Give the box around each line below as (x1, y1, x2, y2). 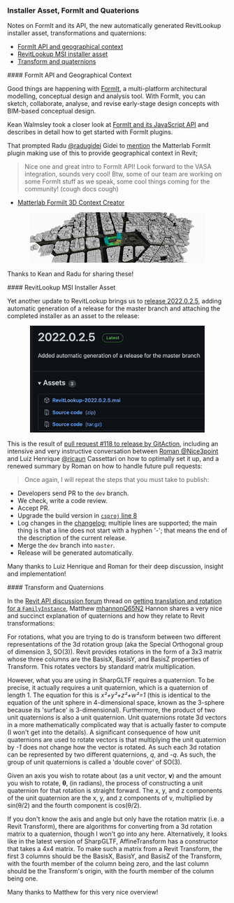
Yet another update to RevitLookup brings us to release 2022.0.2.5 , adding (7, 297, 222, 305)
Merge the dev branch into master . (17, 542, 115, 550)
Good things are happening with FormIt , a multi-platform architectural (7, 85, 207, 93)
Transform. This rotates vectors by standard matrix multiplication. (7, 663, 196, 671)
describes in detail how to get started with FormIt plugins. (7, 128, 173, 137)
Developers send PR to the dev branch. (17, 489, 129, 497)
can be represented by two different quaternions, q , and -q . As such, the (7, 750, 217, 759)
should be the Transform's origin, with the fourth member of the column (7, 867, 214, 876)
